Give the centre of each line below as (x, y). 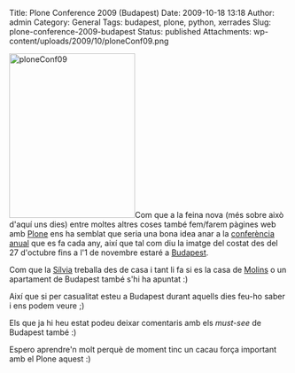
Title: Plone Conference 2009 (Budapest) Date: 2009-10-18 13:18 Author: (142, 13)
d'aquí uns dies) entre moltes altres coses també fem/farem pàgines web (143, 224)
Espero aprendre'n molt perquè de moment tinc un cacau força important (143, 350)
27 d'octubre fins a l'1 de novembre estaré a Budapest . (109, 253)
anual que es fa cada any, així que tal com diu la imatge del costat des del (144, 243)
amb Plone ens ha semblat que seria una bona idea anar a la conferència (142, 233)
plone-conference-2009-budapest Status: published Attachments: (131, 31)
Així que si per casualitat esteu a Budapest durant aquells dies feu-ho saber (147, 296)
